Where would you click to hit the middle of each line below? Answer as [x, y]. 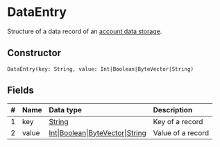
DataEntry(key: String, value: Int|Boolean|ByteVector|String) [101, 69]
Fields [21, 90]
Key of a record [178, 121]
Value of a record [181, 132]
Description [173, 110]
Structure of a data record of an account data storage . [85, 31]
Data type [65, 110]
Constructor [34, 53]
